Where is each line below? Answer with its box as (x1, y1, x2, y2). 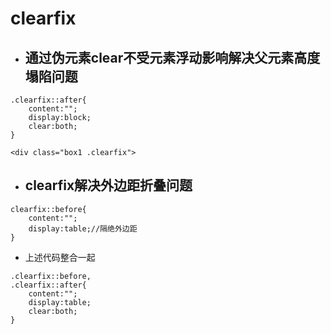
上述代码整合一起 (24, 251, 96, 263)
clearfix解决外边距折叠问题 (24, 177, 193, 194)
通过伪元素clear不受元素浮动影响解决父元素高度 (24, 49, 321, 66)
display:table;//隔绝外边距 (28, 223, 138, 234)
